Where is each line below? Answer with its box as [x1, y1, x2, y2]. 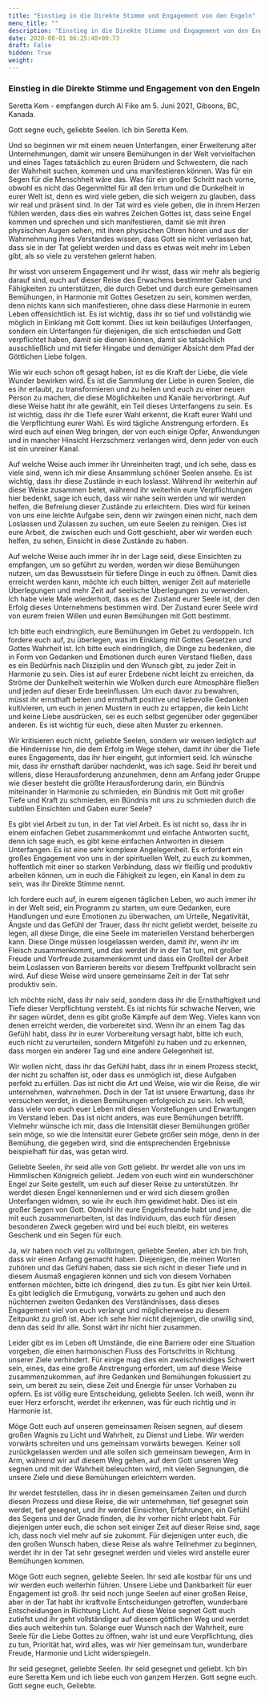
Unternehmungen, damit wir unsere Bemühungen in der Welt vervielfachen [8, 149, 256, 159]
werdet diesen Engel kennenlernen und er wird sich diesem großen [8, 1188, 230, 1197]
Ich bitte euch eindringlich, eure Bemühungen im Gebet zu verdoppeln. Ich [8, 626, 255, 637]
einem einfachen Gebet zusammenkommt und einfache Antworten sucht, [8, 828, 250, 838]
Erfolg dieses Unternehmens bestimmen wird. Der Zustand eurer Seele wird [8, 602, 259, 613]
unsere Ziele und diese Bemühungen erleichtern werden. [8, 1473, 196, 1483]
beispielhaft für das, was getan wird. [8, 1147, 129, 1157]
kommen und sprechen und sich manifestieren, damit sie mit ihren [8, 217, 227, 227]
